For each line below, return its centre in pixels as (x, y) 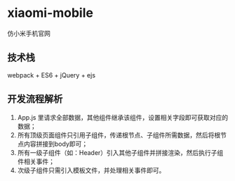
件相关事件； (36, 161)
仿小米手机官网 (29, 33)
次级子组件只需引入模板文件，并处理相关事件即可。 (91, 170)
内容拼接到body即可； (56, 144)
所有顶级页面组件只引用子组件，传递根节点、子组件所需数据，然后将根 (119, 135)
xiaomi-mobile (50, 13)
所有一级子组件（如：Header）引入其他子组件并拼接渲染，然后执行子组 (120, 152)
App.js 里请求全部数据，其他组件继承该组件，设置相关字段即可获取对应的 (123, 117)
